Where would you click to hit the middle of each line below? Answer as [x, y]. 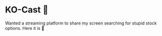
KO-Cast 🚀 [27, 10]
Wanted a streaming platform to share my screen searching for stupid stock [81, 23]
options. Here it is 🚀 [25, 28]
